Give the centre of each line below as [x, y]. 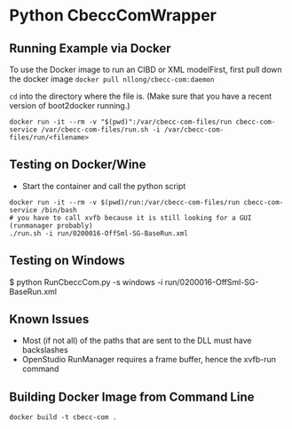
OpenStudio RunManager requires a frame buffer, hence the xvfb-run [149, 360]
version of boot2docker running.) [70, 106]
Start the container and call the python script [104, 186]
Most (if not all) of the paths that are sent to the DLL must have [137, 341]
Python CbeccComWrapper [113, 16]
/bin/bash [59, 210]
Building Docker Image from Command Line [132, 397]
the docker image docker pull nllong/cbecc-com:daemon [112, 79]
